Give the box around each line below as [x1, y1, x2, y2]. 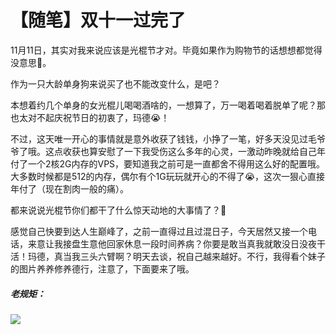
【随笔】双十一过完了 [10, 9, 187, 32]
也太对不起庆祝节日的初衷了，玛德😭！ [10, 111, 170, 123]
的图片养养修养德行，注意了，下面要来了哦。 [10, 262, 195, 275]
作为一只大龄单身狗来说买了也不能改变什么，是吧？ [10, 77, 221, 90]
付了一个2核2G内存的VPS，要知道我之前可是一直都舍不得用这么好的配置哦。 [10, 157, 326, 170]
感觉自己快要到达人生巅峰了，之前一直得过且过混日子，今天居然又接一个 [10, 225, 308, 237]
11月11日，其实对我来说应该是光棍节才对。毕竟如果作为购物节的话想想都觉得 [10, 44, 323, 56]
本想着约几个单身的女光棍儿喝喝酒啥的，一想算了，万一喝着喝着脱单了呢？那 [10, 99, 326, 111]
